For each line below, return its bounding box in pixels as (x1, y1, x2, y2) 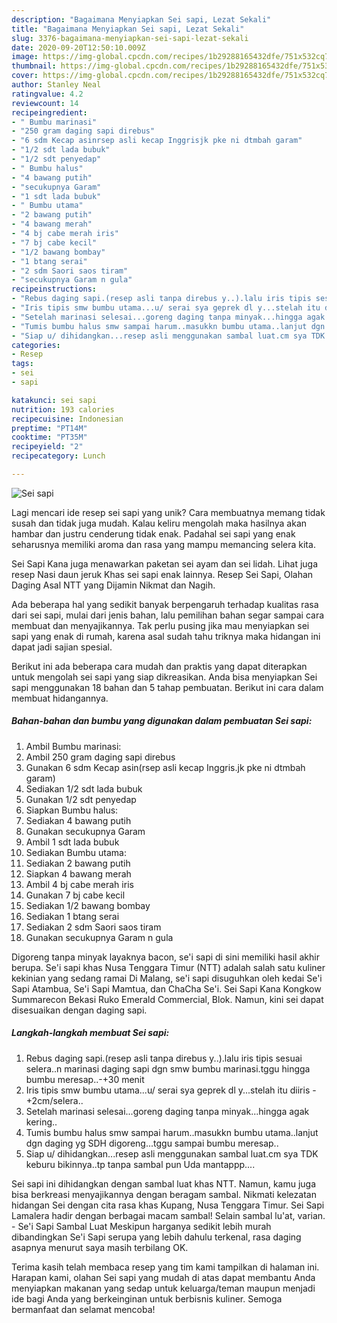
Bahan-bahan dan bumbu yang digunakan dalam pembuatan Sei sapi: (11, 715, 313, 727)
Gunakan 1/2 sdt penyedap (25, 793, 137, 805)
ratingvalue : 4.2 (11, 89, 84, 99)
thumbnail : (11, 61, 57, 71)
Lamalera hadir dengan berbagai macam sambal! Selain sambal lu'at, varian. (11, 1209, 326, 1221)
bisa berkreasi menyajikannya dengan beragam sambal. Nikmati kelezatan (11, 1188, 317, 1200)
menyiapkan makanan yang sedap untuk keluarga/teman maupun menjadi (11, 1282, 316, 1294)
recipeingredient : (11, 107, 88, 118)
